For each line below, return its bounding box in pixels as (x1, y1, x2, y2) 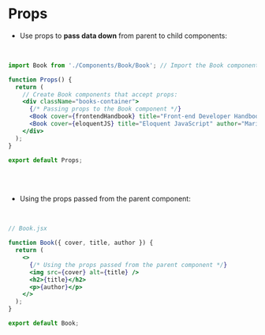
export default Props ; (8, 156, 83, 164)
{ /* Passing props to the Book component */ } (28, 105, 181, 113)
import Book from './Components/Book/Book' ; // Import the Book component (8, 61, 259, 70)
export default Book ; (8, 319, 80, 328)
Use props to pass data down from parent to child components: (19, 31, 227, 40)
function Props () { (8, 76, 73, 84)
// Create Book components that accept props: (22, 90, 178, 99)
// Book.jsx (8, 224, 47, 233)
